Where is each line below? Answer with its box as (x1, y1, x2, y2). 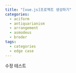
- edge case (9, 48, 34, 53)
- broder (9, 35, 27, 40)
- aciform (9, 16, 29, 21)
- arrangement (9, 26, 38, 31)
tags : (5, 39, 16, 44)
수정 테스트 (5, 63, 26, 69)
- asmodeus (9, 30, 32, 35)
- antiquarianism (9, 21, 45, 26)
